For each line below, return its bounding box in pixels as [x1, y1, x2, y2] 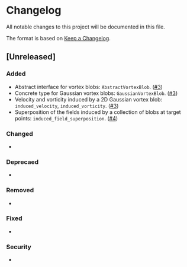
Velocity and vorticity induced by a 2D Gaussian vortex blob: [14, 96, 163, 103]
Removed [6, 186, 34, 195]
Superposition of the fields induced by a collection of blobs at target [14, 108, 182, 116]
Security [6, 243, 31, 251]
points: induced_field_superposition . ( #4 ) [14, 115, 118, 122]
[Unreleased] [6, 52, 56, 62]
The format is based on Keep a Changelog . [6, 34, 111, 42]
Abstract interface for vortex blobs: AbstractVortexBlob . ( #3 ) [14, 83, 163, 90]
